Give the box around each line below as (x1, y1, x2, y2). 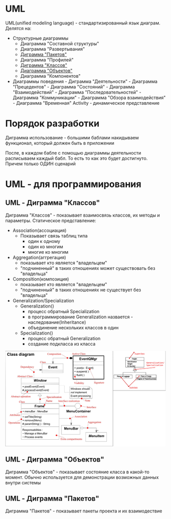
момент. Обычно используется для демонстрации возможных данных (5, 474, 159, 480)
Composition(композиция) (12, 276, 69, 282)
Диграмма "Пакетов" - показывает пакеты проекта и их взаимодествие (5, 508, 162, 514)
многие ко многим (27, 249, 69, 255)
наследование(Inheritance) (27, 319, 87, 325)
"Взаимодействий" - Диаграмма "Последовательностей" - (12, 89, 141, 95)
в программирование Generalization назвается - (27, 314, 133, 320)
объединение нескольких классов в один (27, 324, 119, 330)
